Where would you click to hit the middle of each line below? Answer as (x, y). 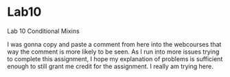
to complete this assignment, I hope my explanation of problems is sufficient (115, 58)
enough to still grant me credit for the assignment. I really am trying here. (111, 66)
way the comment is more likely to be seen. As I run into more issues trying (113, 52)
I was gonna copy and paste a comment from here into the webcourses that (114, 44)
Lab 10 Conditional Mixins (44, 31)
